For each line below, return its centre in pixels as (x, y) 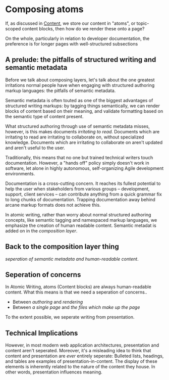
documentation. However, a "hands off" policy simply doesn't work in (77, 163)
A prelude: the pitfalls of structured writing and (81, 60)
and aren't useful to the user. (35, 148)
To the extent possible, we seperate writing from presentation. (70, 317)
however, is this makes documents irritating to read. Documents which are (82, 131)
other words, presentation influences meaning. (54, 372)
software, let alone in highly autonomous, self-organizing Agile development (84, 168)
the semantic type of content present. (44, 116)
